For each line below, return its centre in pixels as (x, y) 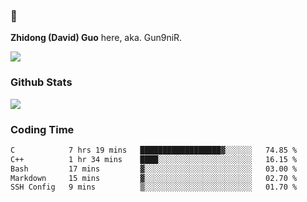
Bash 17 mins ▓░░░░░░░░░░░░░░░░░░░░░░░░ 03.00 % (154, 169)
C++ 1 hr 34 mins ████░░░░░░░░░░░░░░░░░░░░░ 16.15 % (154, 159)
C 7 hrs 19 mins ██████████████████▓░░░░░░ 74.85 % (154, 150)
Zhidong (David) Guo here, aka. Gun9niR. (96, 38)
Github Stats (41, 82)
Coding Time (42, 129)
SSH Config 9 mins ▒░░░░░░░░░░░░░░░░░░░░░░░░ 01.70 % (154, 187)
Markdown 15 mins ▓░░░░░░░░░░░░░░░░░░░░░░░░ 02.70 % (154, 178)
